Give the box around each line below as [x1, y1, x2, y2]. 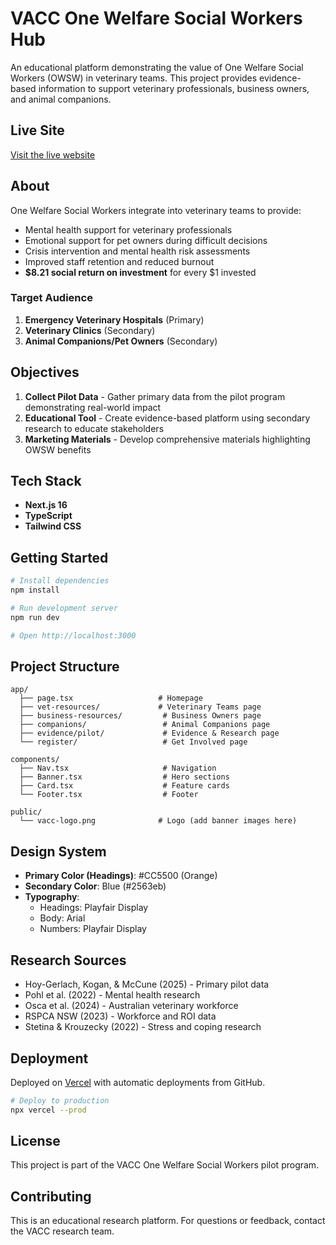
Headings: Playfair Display [39, 902, 149, 914]
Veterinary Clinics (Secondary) [24, 324, 156, 336]
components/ [10, 755, 60, 765]
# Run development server [10, 603, 118, 614]
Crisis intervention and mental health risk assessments [24, 245, 251, 257]
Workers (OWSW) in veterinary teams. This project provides [10, 72, 258, 84]
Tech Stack [10, 473, 82, 490]
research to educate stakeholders [24, 422, 165, 434]
